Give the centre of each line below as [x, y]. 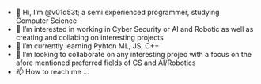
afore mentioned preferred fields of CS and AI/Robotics [106, 63]
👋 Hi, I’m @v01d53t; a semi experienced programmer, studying [117, 12]
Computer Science [46, 21]
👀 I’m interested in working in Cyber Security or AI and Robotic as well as [134, 29]
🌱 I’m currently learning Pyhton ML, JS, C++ [87, 46]
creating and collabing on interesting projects [89, 37]
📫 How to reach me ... [52, 72]
